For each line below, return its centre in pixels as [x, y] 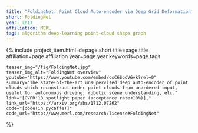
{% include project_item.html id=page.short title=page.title [77, 50]
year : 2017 [19, 22]
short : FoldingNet [29, 17]
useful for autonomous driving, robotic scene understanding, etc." [92, 93]
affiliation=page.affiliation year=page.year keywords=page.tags [83, 56]
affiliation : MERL [29, 28]
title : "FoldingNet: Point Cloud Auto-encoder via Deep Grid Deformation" [100, 11]
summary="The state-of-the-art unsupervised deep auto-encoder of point [97, 83]
